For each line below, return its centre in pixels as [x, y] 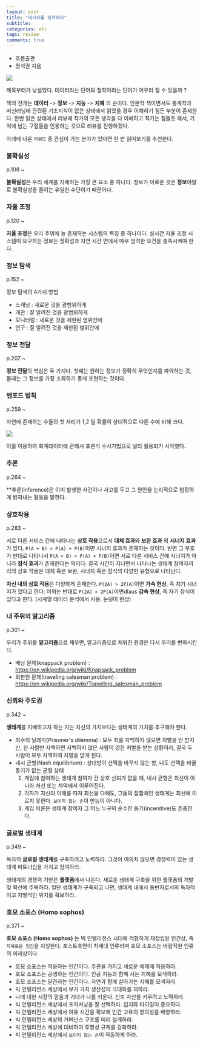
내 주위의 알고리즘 [31, 616]
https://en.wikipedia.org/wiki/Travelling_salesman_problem [88, 684]
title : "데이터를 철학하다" [37, 18]
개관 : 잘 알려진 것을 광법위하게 [51, 312]
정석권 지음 [28, 66]
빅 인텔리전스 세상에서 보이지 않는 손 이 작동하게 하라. [76, 1035]
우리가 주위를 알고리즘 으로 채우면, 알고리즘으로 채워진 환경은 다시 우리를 [91, 642]
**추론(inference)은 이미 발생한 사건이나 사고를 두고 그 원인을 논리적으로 [92, 489]
